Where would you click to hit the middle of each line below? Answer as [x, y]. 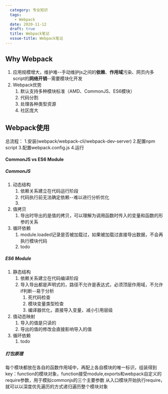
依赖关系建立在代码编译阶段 [49, 278]
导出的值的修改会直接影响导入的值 [56, 329]
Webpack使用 [27, 128]
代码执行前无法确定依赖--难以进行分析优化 [65, 197]
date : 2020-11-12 [28, 24]
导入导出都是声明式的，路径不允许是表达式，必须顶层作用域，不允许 [92, 285]
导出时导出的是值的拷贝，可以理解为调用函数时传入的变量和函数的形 [92, 216]
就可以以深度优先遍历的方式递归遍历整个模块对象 [57, 386]
